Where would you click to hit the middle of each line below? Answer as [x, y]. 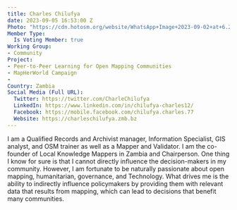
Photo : [17, 27]
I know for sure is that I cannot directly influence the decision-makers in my [117, 161]
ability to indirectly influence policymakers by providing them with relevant [115, 183]
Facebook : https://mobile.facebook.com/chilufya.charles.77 [104, 112]
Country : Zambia [31, 86]
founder [19, 154]
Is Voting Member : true [48, 40]
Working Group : [30, 47]
